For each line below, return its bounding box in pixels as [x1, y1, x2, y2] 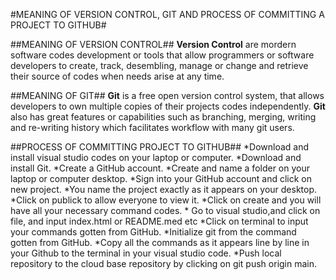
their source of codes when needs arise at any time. [10, 70, 225, 82]
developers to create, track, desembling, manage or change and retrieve [10, 60, 309, 71]
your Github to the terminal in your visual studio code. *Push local [10, 247, 282, 259]
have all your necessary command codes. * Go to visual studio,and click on [10, 205, 321, 216]
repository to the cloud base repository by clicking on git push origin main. [10, 258, 318, 269]
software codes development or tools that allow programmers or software [10, 49, 315, 61]
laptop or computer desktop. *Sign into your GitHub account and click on [10, 173, 313, 184]
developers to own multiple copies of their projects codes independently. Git [10, 100, 326, 112]
